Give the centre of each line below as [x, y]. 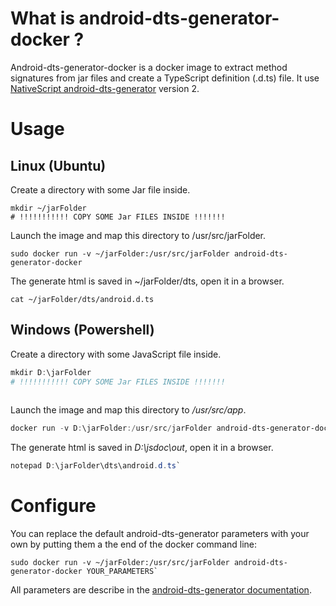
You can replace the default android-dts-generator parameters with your [160, 534]
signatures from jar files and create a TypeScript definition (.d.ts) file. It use [165, 78]
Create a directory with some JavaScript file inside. [116, 354]
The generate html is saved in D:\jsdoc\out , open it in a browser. [142, 448]
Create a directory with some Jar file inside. [100, 189]
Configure [53, 506]
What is [42, 18]
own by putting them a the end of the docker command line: [134, 544]
